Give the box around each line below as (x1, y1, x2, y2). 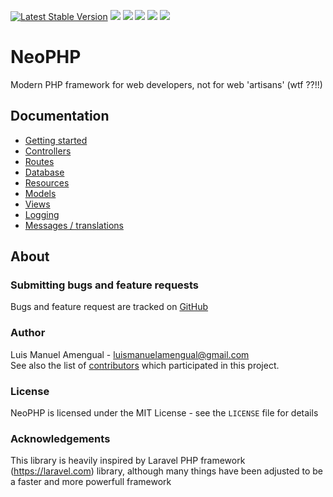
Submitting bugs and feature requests (10, 278, 200, 292)
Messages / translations (24, 219, 124, 231)
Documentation (10, 108, 110, 125)
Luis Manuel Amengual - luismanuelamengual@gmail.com (10, 348, 250, 360)
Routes (24, 155, 55, 167)
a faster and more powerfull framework (10, 476, 172, 488)
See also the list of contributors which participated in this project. (10, 359, 280, 371)
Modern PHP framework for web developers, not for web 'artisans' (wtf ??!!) (10, 78, 323, 90)
